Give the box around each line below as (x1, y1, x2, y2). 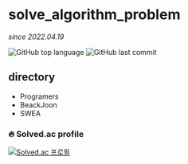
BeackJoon (19, 100, 57, 109)
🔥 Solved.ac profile (8, 128, 84, 139)
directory (8, 70, 56, 84)
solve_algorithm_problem (8, 6, 181, 24)
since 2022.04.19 (8, 32, 65, 41)
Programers (19, 92, 59, 101)
